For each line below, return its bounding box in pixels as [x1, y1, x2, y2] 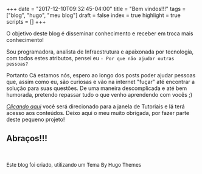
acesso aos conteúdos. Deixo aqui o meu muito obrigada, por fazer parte [6, 110, 190, 116]
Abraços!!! [6, 133, 47, 144]
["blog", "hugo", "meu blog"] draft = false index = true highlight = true [6, 12, 181, 19]
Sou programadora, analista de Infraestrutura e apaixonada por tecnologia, [6, 48, 193, 55]
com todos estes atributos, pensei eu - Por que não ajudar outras [6, 55, 175, 61]
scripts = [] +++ [6, 18, 46, 25]
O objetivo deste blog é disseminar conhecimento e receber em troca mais [6, 30, 193, 37]
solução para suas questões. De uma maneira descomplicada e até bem [6, 85, 187, 92]
